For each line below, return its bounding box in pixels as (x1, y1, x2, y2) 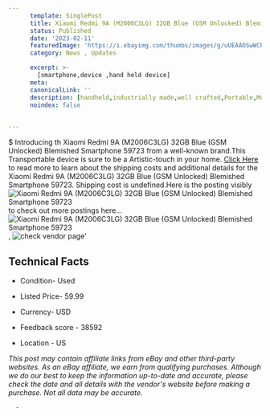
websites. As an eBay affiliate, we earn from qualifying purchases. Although (8, 362, 261, 372)
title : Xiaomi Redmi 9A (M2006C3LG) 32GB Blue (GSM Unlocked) (29, 19, 243, 27)
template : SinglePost (29, 11, 103, 20)
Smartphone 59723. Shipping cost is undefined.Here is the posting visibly (8, 180, 252, 190)
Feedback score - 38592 (19, 322, 103, 332)
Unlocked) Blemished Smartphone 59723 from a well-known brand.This (8, 146, 247, 156)
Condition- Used (19, 275, 76, 285)
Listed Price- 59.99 (19, 291, 84, 301)
